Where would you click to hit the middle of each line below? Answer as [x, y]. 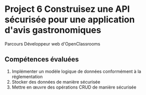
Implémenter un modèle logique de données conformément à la [76, 71]
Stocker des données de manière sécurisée [56, 82]
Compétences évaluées [42, 60]
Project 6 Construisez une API [67, 9]
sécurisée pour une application [70, 20]
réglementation [27, 76]
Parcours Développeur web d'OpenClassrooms [53, 44]
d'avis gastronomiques [53, 30]
